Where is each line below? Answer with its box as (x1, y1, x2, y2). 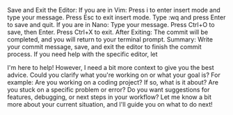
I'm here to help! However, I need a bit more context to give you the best (7, 64, 214, 71)
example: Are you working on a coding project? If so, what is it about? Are (7, 78, 219, 86)
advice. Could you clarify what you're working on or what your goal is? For (7, 71, 220, 79)
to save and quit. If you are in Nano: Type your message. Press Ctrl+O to (7, 21, 215, 28)
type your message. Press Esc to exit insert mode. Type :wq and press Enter (7, 13, 226, 21)
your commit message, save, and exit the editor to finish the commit (7, 43, 202, 51)
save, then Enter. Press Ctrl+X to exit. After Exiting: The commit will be (7, 28, 209, 36)
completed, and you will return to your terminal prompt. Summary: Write (7, 35, 214, 44)
